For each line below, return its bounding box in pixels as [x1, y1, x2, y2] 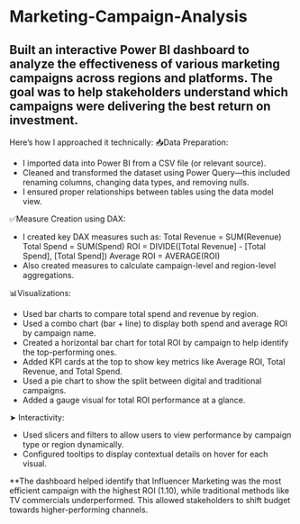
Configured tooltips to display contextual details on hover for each [22, 448, 268, 459]
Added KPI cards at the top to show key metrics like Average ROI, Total [22, 357, 286, 366]
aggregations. [22, 270, 75, 280]
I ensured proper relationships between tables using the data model [22, 186, 274, 197]
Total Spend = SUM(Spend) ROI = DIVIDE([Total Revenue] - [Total [22, 241, 267, 251]
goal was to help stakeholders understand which [9, 84, 288, 100]
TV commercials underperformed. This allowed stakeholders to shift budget [9, 495, 291, 505]
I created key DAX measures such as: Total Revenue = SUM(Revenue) [22, 231, 282, 242]
